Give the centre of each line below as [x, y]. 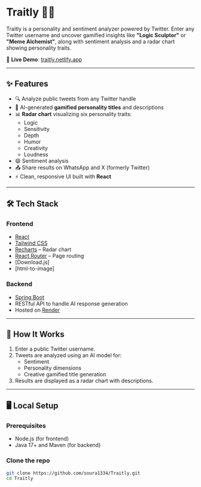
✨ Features [27, 84]
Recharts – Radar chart [43, 249]
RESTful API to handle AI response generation [71, 303]
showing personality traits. [39, 48]
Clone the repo [28, 461]
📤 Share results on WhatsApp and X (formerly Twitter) [82, 168]
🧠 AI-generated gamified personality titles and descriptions [89, 107]
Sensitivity [36, 129]
